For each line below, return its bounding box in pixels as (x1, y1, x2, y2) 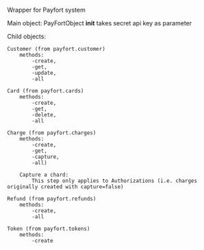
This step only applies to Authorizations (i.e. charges (31, 177, 197, 184)
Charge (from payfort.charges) (7, 129, 97, 136)
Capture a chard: (19, 171, 69, 178)
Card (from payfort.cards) (7, 88, 84, 95)
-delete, (31, 112, 57, 118)
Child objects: (7, 32, 47, 40)
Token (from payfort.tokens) (7, 225, 90, 232)
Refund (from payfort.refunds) (7, 195, 97, 202)
